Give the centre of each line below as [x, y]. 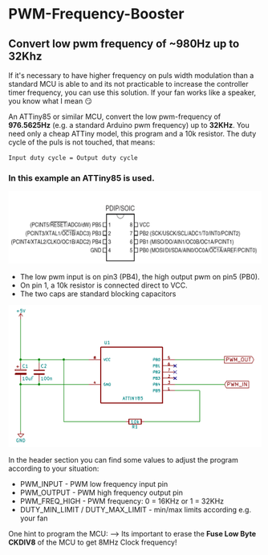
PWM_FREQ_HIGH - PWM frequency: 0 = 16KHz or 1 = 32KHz [122, 501]
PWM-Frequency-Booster [96, 14]
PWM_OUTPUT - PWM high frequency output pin [101, 492]
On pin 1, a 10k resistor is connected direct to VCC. [104, 285]
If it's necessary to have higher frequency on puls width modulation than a [131, 75]
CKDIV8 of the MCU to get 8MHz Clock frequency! [93, 542]
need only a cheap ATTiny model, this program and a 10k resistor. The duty [132, 134]
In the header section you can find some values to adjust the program [123, 459]
